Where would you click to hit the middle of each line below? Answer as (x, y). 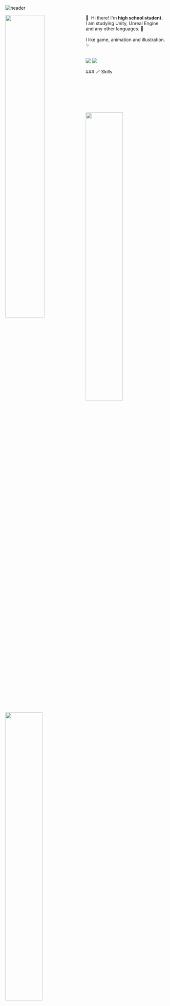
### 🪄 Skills (99, 72)
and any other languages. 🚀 (114, 29)
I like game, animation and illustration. (125, 39)
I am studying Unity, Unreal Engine (122, 23)
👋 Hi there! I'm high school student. (124, 18)
